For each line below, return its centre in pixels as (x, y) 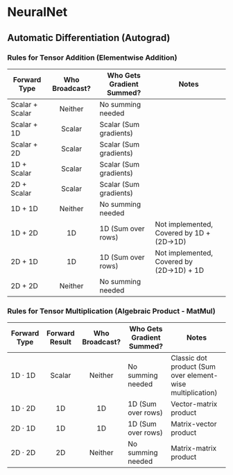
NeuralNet (37, 12)
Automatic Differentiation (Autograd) (89, 38)
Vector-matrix (194, 404)
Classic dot (189, 358)
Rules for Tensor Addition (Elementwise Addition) (92, 58)
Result (60, 342)
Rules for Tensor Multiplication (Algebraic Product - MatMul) (112, 311)
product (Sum (193, 367)
